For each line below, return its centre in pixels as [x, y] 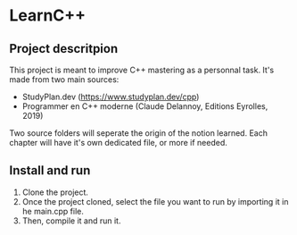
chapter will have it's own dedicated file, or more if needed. [118, 143]
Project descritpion [64, 49]
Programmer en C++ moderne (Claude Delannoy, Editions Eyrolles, [145, 106]
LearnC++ [48, 16]
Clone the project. [55, 192]
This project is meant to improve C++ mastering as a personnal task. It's [142, 70]
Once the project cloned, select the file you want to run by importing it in [155, 201]
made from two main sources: [64, 80]
